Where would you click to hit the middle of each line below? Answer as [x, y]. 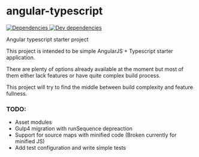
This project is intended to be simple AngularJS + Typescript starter [90, 51]
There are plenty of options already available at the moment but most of [95, 69]
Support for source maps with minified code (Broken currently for [96, 135]
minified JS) [30, 141]
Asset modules [33, 122]
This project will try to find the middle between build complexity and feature [100, 87]
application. [21, 57]
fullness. [17, 93]
